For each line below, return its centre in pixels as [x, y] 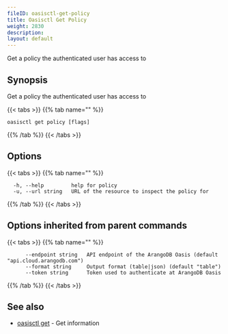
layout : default [30, 39]
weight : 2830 [26, 26]
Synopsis [27, 80]
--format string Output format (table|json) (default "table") [123, 267]
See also [26, 306]
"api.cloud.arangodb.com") [45, 261]
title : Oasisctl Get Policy [47, 20]
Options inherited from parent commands [97, 226]
